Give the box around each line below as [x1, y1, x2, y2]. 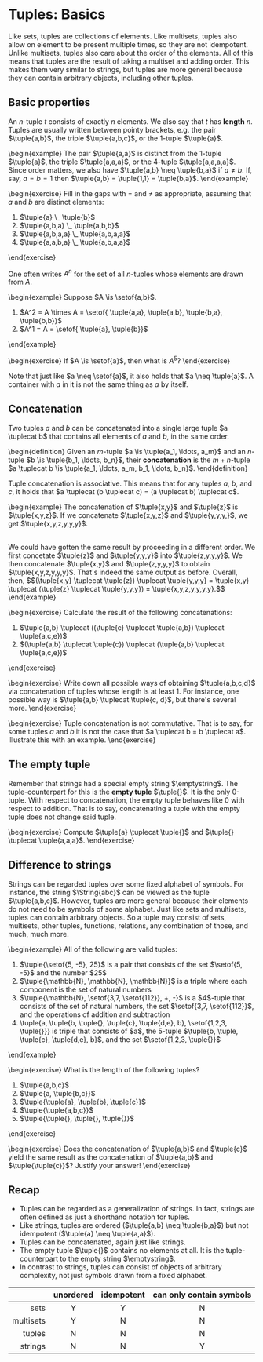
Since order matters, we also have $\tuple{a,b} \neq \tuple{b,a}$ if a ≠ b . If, [8, 165, 253, 174]
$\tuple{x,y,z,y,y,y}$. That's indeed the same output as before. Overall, [8, 567, 238, 577]
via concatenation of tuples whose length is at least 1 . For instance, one [8, 686, 239, 696]
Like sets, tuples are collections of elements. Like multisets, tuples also [8, 31, 238, 41]
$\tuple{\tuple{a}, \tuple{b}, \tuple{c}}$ [19, 1097, 147, 1106]
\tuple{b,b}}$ [19, 316, 63, 326]
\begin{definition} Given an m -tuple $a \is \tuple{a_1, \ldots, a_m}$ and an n [8, 446, 252, 456]
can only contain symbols [152, 1289, 252, 1300]
